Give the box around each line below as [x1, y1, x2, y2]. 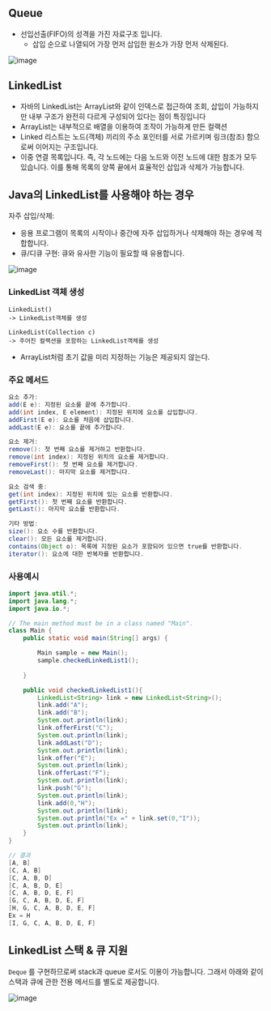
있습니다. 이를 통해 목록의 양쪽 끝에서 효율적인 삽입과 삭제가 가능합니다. [19, 162, 245, 172]
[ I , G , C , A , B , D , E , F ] [8, 919, 96, 927]
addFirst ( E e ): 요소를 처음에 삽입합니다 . [8, 416, 135, 424]
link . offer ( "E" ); [37, 753, 95, 762]
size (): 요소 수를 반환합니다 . [8, 527, 99, 535]
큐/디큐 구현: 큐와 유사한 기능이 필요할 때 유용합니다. [19, 249, 184, 258]
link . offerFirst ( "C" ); [37, 724, 114, 732]
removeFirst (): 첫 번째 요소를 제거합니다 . [8, 461, 139, 469]
